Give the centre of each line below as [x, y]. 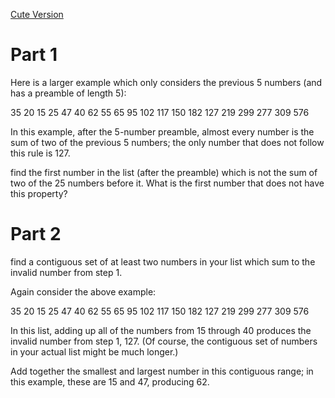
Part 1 [34, 55]
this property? [39, 193]
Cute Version [37, 14]
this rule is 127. [40, 153]
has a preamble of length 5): [68, 93]
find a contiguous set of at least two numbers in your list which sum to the [163, 261]
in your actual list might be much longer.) [94, 351]
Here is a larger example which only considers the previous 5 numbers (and [166, 82]
